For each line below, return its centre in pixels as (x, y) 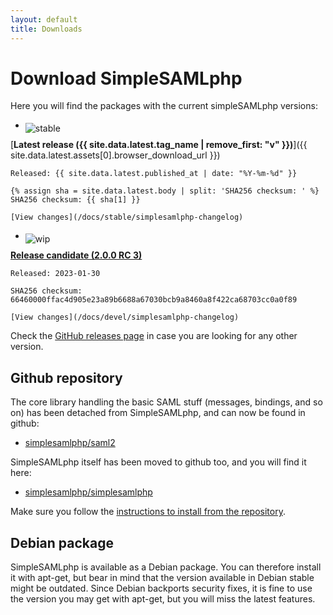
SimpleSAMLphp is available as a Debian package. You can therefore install (166, 567)
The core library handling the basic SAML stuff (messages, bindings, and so (166, 402)
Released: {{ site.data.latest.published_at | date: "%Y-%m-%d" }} (154, 174)
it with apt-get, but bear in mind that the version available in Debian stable (162, 578)
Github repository (66, 377)
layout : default (44, 19)
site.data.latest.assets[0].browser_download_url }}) (115, 155)
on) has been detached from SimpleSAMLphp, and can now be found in (158, 413)
